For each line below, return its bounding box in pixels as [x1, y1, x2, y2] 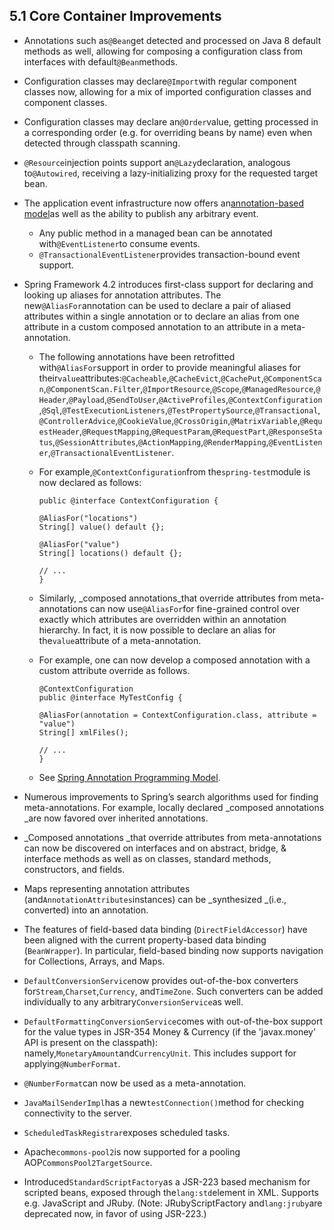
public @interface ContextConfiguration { [38, 495, 219, 506]
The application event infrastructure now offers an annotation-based [23, 197, 305, 209]
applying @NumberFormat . [23, 1057, 121, 1069]
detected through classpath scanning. [23, 137, 181, 149]
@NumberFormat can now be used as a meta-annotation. [23, 1077, 247, 1089]
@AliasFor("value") [38, 539, 121, 549]
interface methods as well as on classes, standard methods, [23, 852, 272, 864]
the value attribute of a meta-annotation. [38, 634, 202, 646]
